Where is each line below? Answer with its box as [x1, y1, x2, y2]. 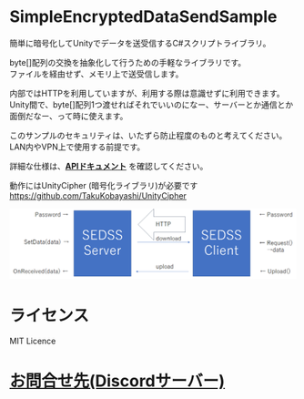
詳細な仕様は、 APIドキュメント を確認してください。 [9, 160, 208, 171]
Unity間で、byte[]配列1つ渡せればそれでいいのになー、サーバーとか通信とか [9, 98, 294, 110]
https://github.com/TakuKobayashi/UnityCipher [9, 189, 187, 201]
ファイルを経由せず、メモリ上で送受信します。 [9, 68, 184, 79]
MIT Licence [9, 335, 56, 347]
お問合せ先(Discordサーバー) [9, 371, 226, 391]
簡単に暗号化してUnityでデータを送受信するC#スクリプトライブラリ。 [9, 37, 271, 48]
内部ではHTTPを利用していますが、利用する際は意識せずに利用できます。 [9, 87, 285, 98]
